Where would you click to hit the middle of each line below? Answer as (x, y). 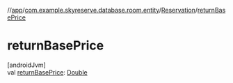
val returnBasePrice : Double (48, 72)
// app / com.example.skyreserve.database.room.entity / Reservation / (103, 10)
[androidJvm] (27, 65)
